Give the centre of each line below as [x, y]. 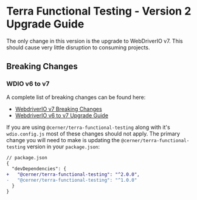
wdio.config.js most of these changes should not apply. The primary [93, 133]
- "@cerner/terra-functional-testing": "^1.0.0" [72, 181]
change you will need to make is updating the [63, 140]
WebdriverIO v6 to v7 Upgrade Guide [61, 115]
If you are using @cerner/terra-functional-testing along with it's [88, 127]
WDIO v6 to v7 [28, 84]
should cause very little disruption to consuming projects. [78, 47]
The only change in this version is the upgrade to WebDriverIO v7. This [95, 41]
